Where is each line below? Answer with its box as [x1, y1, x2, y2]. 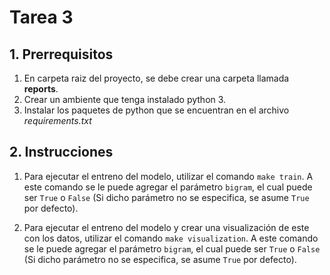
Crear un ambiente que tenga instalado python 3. [23, 94, 227, 105]
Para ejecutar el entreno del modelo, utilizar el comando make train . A [23, 170, 314, 182]
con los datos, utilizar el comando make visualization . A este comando [23, 232, 319, 244]
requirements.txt [23, 115, 92, 126]
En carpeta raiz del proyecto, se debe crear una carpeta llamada [23, 72, 290, 84]
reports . [23, 83, 59, 95]
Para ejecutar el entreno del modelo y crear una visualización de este [23, 221, 310, 233]
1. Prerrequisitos [9, 46, 114, 63]
